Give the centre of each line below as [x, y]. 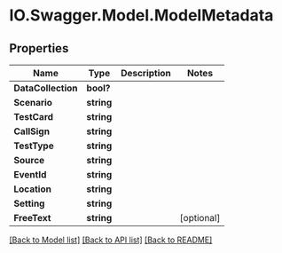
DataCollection [46, 88]
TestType [34, 146]
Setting [29, 203]
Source [29, 160]
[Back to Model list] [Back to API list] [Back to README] [111, 240]
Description [146, 73]
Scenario [33, 103]
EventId [30, 174]
